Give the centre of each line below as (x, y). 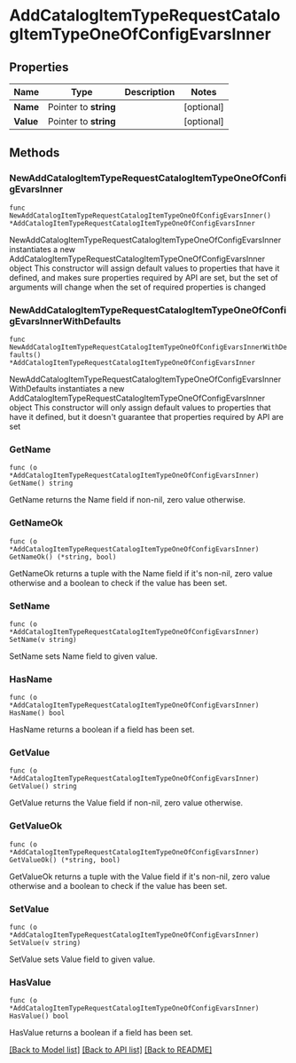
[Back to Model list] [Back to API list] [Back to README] (111, 1050)
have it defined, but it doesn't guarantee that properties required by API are (146, 416)
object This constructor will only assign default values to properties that (140, 407)
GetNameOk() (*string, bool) (63, 557)
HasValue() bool (39, 1016)
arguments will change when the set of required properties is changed (137, 287)
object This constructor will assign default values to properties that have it (144, 268)
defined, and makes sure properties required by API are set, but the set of (144, 277)
